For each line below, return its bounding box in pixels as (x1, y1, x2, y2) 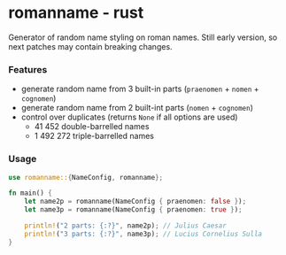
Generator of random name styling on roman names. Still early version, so (8, 32, 278, 42)
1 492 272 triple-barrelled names (34, 131, 154, 142)
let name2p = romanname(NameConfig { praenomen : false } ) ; (24, 197, 247, 206)
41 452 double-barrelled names (34, 121, 150, 132)
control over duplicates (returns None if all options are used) (20, 112, 238, 122)
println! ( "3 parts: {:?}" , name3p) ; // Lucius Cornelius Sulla (24, 229, 263, 238)
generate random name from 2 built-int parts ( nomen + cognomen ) (20, 103, 254, 113)
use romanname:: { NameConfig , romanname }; (8, 173, 164, 182)
